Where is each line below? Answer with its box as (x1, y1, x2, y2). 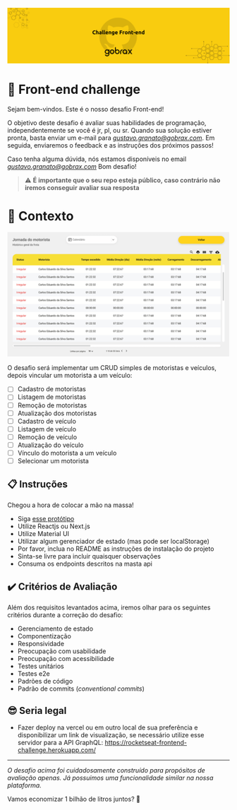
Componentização (17, 631, 72, 640)
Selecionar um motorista (17, 456, 90, 465)
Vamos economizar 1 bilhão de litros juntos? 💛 (7, 795, 141, 804)
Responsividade (17, 639, 65, 648)
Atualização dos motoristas (17, 409, 97, 417)
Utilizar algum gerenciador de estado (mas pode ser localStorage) (17, 537, 210, 545)
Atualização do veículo (17, 441, 84, 449)
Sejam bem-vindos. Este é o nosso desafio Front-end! (7, 105, 164, 113)
